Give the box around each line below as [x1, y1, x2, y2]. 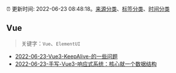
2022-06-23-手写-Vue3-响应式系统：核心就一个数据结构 [15, 60, 157, 68]
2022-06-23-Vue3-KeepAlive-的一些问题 [15, 52, 118, 60]
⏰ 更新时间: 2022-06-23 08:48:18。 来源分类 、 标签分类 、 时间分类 [6, 5, 170, 12]
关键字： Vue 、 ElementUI [21, 40, 80, 47]
